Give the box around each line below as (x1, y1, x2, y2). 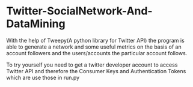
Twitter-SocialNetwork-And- (6, 4, 153, 18)
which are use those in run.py (6, 74, 80, 81)
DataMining (6, 17, 66, 31)
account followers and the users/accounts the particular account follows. (6, 49, 188, 56)
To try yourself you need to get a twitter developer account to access (6, 61, 178, 68)
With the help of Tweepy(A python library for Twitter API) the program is (6, 37, 185, 44)
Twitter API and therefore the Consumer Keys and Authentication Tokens (6, 67, 186, 74)
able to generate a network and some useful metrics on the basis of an (6, 43, 182, 50)
